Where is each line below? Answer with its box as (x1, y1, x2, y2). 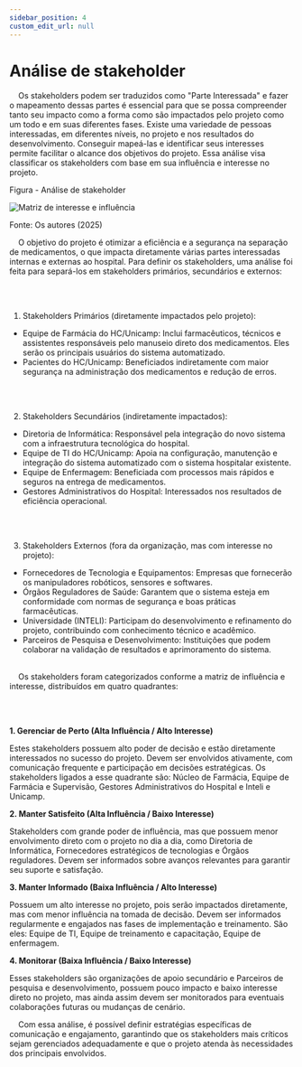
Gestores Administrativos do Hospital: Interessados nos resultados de (22, 486, 282, 497)
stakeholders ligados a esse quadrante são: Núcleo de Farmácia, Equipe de (9, 772, 290, 782)
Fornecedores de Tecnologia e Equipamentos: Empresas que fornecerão (22, 567, 293, 578)
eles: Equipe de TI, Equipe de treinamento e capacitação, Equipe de (9, 928, 261, 940)
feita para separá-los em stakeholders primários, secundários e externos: (9, 266, 282, 276)
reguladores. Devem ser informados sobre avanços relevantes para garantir (9, 855, 291, 866)
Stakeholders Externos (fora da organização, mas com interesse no (22, 540, 273, 551)
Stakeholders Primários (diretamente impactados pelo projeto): (22, 311, 257, 322)
